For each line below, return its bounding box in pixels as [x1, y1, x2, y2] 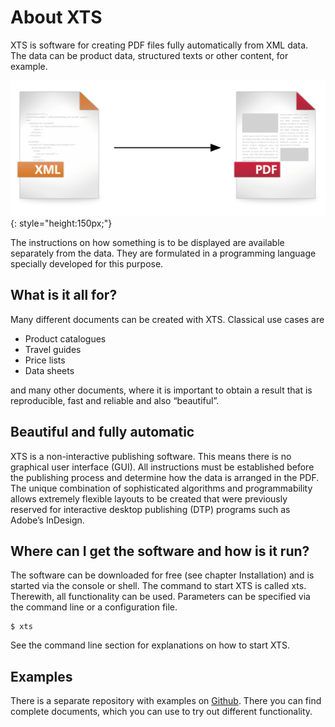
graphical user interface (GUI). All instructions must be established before [10, 461, 315, 473]
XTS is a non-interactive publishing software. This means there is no [10, 450, 292, 462]
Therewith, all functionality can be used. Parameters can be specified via [10, 591, 311, 603]
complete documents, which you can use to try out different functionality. [10, 706, 313, 718]
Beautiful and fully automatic [10, 424, 195, 441]
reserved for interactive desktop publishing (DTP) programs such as [10, 503, 291, 515]
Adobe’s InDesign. [10, 514, 85, 526]
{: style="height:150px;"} [10, 217, 113, 230]
